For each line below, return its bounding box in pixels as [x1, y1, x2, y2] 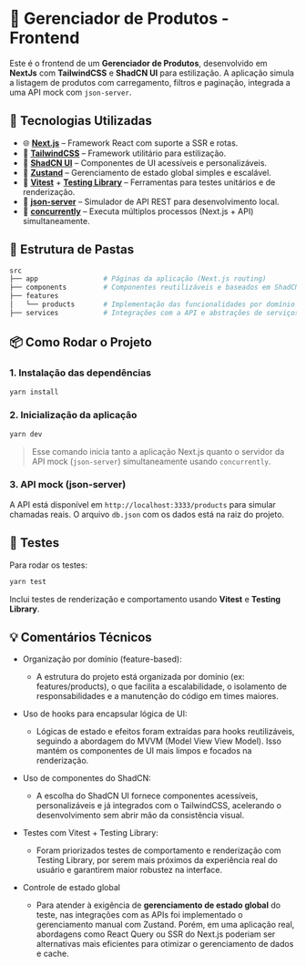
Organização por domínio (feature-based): [22, 653, 182, 664]
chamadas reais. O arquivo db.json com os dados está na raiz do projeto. [9, 509, 285, 519]
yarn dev [9, 429, 43, 438]
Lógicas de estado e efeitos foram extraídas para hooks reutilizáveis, [36, 726, 295, 737]
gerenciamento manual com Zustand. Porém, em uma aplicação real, [36, 920, 295, 930]
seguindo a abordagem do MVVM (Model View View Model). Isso [36, 735, 282, 746]
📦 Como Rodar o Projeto [9, 334, 152, 350]
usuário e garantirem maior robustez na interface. [36, 865, 223, 876]
